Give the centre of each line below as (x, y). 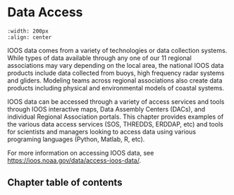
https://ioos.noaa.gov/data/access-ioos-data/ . (74, 160)
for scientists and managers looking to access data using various (101, 131)
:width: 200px (28, 31)
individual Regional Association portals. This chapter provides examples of (116, 117)
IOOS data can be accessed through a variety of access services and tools (116, 101)
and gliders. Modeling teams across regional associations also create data (115, 80)
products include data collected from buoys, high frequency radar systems (116, 73)
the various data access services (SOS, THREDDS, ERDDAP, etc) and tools (115, 124)
